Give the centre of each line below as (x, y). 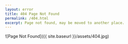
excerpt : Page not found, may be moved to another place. (65, 23)
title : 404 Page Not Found (32, 14)
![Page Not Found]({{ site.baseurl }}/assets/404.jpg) (57, 36)
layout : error (19, 9)
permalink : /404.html (27, 18)
